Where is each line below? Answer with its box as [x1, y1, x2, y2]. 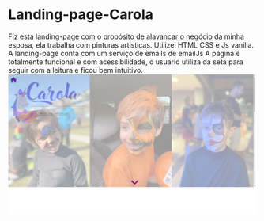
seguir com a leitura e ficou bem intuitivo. [8, 65, 144, 74]
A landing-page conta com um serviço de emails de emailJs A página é [8, 48, 240, 58]
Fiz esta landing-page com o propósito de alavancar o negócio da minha [8, 32, 245, 41]
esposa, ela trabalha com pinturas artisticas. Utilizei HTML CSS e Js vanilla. [8, 40, 255, 49]
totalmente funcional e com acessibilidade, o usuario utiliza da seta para [8, 57, 243, 67]
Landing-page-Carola [8, 6, 154, 24]
